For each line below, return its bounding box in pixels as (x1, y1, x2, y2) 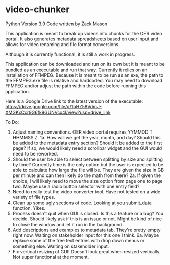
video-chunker (5, 4, 70, 15)
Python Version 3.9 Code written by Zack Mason (5, 20, 108, 27)
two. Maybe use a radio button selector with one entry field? (12, 183, 140, 189)
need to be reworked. (12, 150, 58, 157)
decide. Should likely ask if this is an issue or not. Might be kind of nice (12, 216, 162, 222)
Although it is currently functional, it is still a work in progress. (5, 51, 135, 57)
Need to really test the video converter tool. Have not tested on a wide (12, 188, 161, 195)
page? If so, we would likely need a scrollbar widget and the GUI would (12, 145, 162, 151)
